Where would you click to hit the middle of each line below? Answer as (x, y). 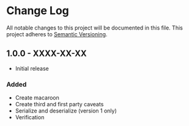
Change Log (38, 11)
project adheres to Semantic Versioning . (57, 34)
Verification (30, 117)
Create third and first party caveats (59, 104)
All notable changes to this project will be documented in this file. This (95, 28)
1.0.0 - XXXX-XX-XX (46, 54)
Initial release (32, 68)
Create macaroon (37, 98)
